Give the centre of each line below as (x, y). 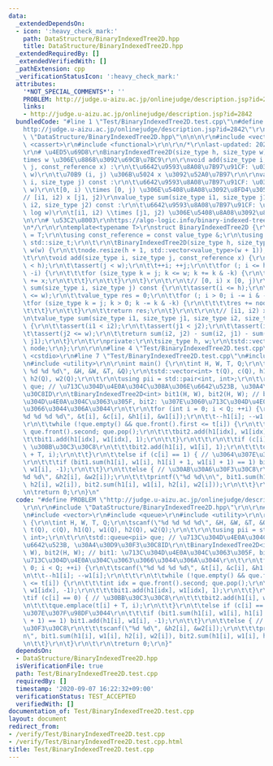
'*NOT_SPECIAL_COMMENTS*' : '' (74, 91)
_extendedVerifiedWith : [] (61, 62)
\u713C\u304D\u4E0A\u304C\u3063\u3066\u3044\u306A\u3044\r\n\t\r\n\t (143, 560)
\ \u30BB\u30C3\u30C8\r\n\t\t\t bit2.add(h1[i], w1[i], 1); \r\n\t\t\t (143, 447)
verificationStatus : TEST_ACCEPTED (76, 696)
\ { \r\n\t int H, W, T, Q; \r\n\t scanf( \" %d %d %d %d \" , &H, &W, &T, (139, 522)
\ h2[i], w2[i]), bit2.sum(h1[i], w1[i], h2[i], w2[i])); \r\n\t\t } (139, 485)
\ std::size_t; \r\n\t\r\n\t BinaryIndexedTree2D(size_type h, (128, 243)
